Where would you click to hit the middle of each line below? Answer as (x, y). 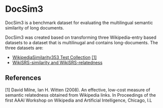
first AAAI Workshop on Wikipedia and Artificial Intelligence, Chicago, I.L (79, 100)
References (23, 78)
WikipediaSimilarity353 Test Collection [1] (54, 57)
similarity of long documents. (35, 27)
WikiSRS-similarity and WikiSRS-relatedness (57, 62)
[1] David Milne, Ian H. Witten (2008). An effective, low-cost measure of (78, 90)
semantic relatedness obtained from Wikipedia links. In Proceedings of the (81, 95)
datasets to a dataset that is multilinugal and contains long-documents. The (82, 42)
